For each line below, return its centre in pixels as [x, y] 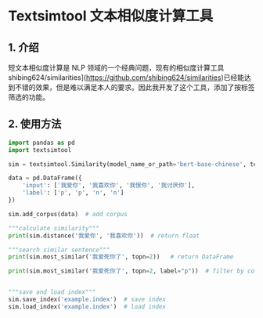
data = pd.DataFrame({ [45, 178]
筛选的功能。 [29, 97]
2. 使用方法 [35, 124]
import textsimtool [40, 150]
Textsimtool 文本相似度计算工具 [111, 16]
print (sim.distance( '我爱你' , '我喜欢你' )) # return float [104, 236]
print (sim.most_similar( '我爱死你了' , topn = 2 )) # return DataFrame [121, 257]
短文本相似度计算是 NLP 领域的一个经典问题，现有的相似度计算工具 [116, 68]
